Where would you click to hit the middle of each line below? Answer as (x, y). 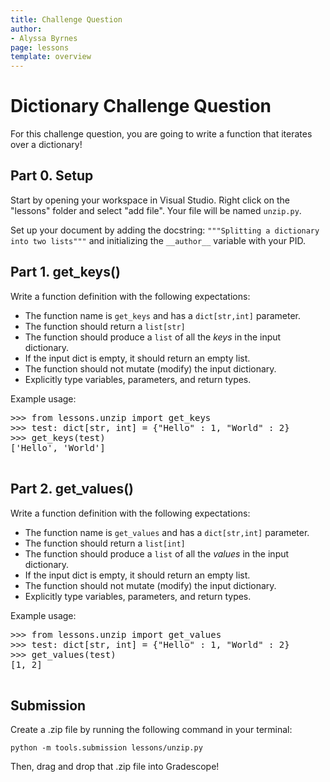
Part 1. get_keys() (65, 272)
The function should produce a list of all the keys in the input (153, 337)
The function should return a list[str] (105, 326)
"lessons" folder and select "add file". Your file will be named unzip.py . (156, 210)
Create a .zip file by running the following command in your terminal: (151, 730)
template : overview (51, 57)
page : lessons (40, 47)
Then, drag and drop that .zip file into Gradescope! (115, 767)
